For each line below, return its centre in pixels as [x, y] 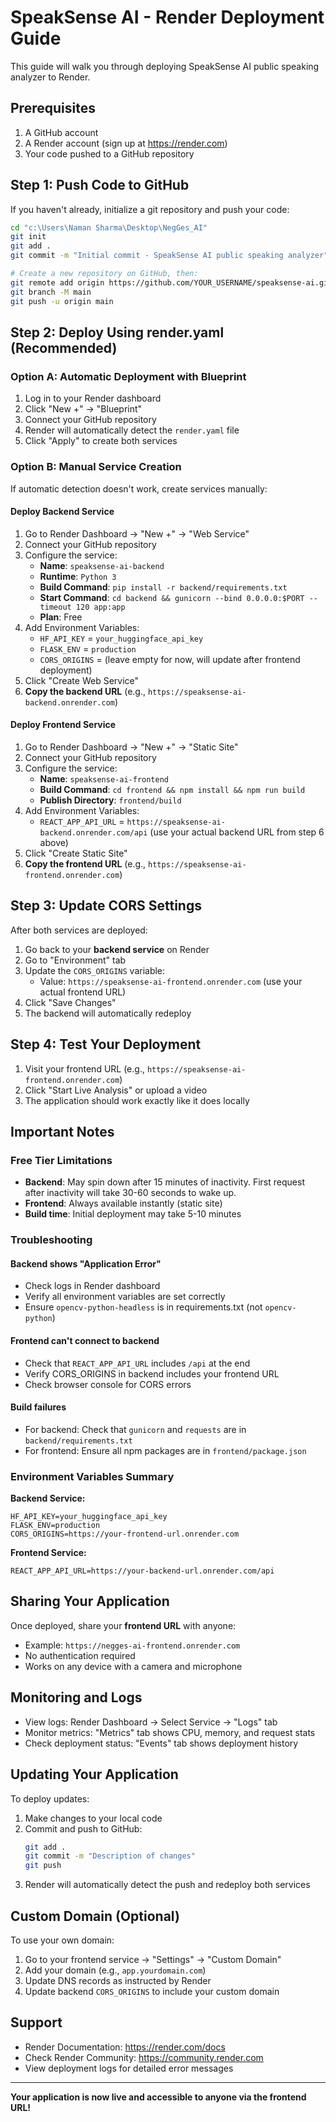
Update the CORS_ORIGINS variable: [95, 970]
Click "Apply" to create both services [101, 441]
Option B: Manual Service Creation [96, 467]
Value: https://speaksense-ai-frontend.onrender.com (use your [171, 981]
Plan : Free [61, 617]
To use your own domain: [62, 1940]
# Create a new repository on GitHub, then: [104, 274]
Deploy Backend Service [62, 512]
